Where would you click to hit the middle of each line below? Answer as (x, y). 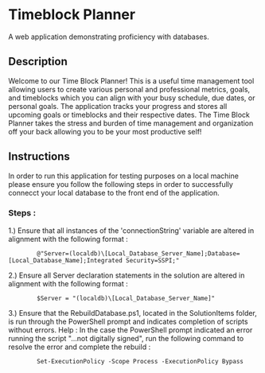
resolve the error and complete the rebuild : (80, 347)
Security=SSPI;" (153, 260)
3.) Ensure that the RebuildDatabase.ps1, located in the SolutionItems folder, (132, 313)
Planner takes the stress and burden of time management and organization (131, 123)
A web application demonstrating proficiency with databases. (109, 37)
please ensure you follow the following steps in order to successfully (121, 184)
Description (38, 62)
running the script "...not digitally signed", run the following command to (126, 338)
